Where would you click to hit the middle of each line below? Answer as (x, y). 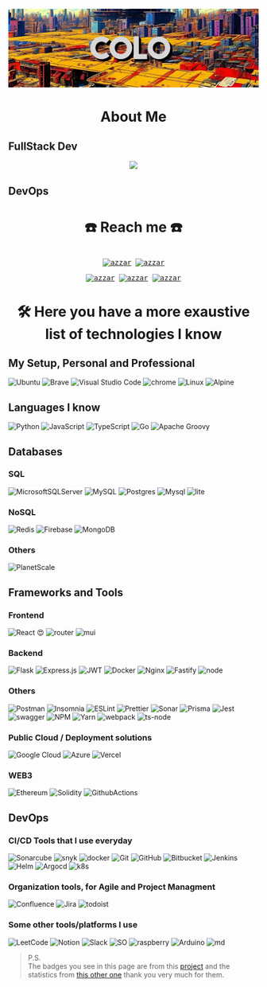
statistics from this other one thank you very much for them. (126, 974)
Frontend (26, 615)
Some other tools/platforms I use (73, 925)
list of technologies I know (133, 334)
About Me (133, 117)
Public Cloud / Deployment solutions (80, 737)
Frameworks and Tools (66, 593)
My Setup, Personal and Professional (102, 363)
